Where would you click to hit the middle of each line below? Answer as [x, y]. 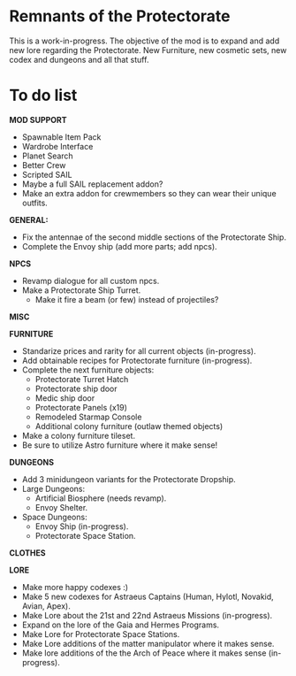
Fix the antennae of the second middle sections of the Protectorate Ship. [154, 237]
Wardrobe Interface [57, 146]
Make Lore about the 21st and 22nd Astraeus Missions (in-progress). [147, 615]
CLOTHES [27, 553]
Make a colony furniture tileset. [78, 435]
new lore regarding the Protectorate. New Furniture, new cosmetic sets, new [148, 50]
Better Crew [44, 165]
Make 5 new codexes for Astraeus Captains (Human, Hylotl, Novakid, [148, 596]
